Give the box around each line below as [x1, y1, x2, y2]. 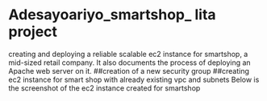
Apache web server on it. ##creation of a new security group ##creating [8, 66, 250, 75]
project [8, 22, 58, 41]
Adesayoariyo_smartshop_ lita [8, 6, 216, 24]
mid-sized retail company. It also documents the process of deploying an [8, 58, 252, 67]
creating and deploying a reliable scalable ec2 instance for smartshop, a [8, 49, 248, 59]
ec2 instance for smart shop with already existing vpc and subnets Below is [8, 75, 260, 84]
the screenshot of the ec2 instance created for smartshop [8, 83, 201, 93]
